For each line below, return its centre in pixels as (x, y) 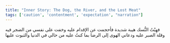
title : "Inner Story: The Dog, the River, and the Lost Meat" (73, 10)
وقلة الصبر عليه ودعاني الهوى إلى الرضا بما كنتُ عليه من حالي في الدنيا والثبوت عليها (85, 35)
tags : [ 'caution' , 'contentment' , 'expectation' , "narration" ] (74, 15)
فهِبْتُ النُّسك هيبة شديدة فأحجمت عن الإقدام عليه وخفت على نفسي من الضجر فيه (83, 29)
